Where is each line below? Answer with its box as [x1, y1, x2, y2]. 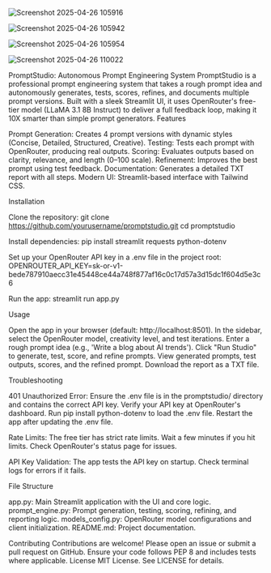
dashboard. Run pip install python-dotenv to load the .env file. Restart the [8, 408, 253, 417]
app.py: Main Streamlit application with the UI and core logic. [8, 497, 212, 507]
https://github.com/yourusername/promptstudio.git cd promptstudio [8, 221, 236, 230]
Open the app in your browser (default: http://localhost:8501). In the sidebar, [8, 325, 263, 335]
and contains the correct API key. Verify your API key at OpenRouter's [8, 400, 241, 409]
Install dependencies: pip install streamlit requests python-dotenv [8, 237, 227, 246]
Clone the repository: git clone [8, 212, 110, 222]
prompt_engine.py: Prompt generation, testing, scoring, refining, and [8, 506, 237, 515]
